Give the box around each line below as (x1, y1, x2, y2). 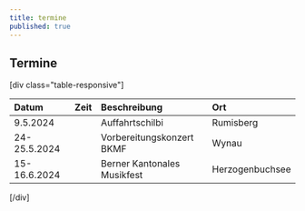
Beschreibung (101, 101, 163, 114)
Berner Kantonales (101, 157, 181, 170)
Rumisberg (212, 116, 259, 129)
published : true (9, 22, 71, 31)
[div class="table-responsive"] (9, 79, 124, 91)
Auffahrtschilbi (101, 116, 163, 129)
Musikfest (101, 169, 143, 182)
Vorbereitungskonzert (101, 131, 194, 144)
